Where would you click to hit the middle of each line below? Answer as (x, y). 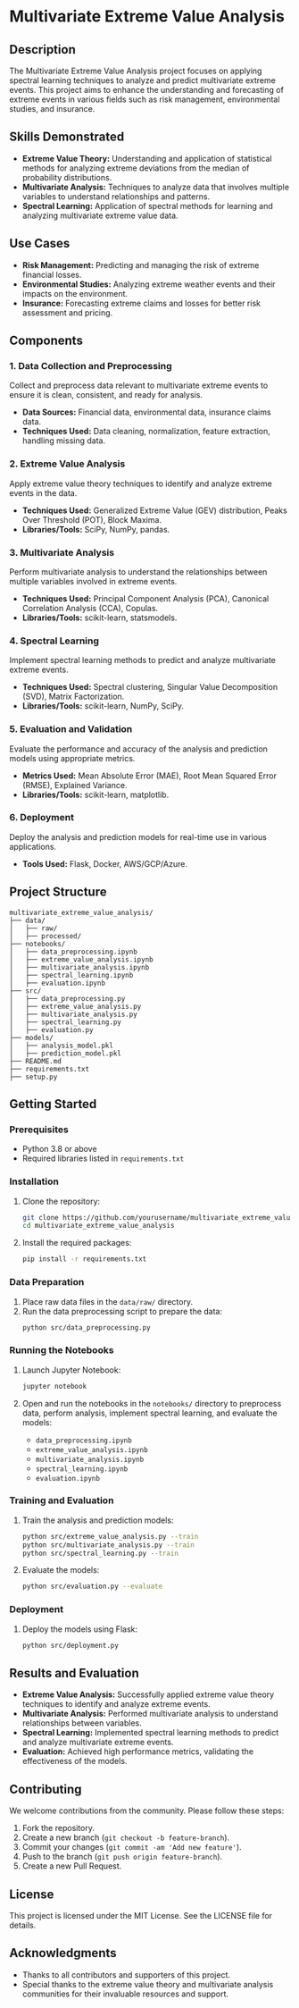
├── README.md (36, 1061)
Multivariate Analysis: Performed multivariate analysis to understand (150, 1714)
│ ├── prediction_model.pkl (66, 1053)
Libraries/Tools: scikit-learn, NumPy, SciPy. (103, 706)
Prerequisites (39, 1130)
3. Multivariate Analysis (62, 552)
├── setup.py (33, 1077)
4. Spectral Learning (54, 641)
